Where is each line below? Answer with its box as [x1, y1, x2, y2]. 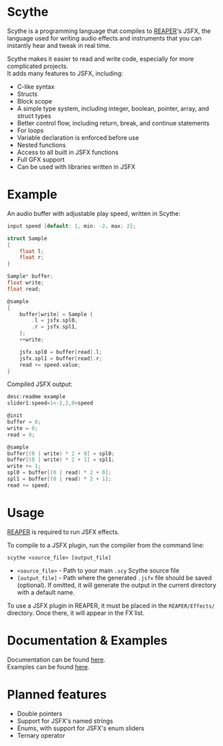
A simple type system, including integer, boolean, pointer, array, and [16, 104, 209, 112]
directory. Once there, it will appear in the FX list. [7, 608, 145, 617]
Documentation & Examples [7, 632, 168, 648]
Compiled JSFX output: [7, 380, 73, 388]
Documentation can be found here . [7, 655, 106, 664]
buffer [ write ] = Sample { [19, 311, 94, 317]
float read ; [7, 285, 41, 292]
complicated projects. [7, 62, 68, 70]
